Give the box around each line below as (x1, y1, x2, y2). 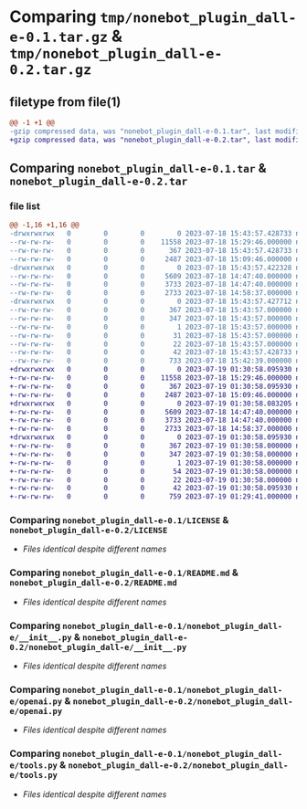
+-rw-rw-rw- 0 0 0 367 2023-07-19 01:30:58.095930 (9, 382, 292, 391)
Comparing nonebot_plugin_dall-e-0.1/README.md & (9, 566, 239, 579)
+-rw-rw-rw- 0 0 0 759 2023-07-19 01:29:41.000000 (9, 492, 292, 501)
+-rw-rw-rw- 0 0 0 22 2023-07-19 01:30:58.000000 (9, 475, 292, 485)
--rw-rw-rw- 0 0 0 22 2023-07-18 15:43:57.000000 (9, 340, 292, 349)
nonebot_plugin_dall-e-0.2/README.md (9, 578, 178, 588)
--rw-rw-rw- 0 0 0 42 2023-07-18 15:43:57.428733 (9, 348, 292, 357)
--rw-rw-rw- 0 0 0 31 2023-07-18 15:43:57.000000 (9, 331, 292, 340)
